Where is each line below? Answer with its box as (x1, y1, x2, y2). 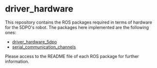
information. (5, 58, 30, 64)
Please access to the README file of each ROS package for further (5, 53, 139, 59)
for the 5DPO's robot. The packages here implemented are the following (5, 24, 149, 30)
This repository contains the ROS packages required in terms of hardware (5, 19, 153, 25)
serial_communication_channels (12, 44, 76, 50)
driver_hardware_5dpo (12, 39, 57, 44)
